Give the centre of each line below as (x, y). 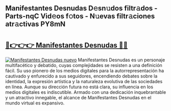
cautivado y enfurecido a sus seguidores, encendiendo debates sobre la (81, 76)
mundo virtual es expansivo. (35, 103)
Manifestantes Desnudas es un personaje (121, 60)
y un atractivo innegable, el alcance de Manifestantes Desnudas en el (78, 98)
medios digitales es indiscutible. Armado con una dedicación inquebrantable (86, 92)
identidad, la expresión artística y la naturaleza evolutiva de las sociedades (84, 81)
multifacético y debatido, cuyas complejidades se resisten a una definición (84, 65)
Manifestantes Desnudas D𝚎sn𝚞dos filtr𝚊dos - (81, 8)
